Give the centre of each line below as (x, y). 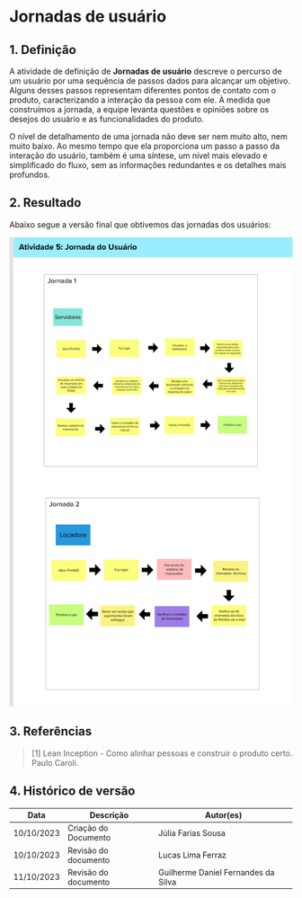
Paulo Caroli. (55, 762)
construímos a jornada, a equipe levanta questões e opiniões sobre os (139, 109)
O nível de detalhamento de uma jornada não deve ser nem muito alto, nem (148, 136)
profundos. (30, 174)
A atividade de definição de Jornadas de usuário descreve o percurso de (146, 71)
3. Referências (51, 731)
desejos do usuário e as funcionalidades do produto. (107, 119)
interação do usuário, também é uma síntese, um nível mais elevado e (138, 156)
